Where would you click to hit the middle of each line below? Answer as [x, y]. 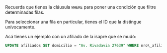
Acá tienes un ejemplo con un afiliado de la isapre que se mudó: [71, 37]
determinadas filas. [25, 12]
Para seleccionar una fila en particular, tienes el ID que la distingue [73, 22]
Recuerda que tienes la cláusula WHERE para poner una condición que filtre [81, 7]
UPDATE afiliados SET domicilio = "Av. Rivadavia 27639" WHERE [72, 46]
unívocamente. [20, 27]
